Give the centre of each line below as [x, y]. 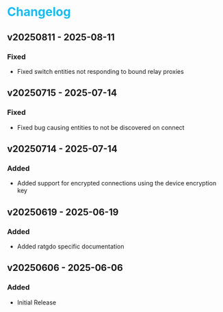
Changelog [39, 12]
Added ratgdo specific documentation [70, 246]
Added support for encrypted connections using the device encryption [117, 183]
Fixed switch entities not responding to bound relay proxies [101, 71]
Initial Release [37, 302]
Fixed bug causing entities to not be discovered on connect [101, 127]
